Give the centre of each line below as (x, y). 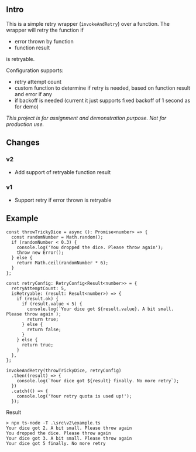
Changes (23, 143)
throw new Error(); (40, 252)
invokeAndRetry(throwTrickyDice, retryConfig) (64, 371)
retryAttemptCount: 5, (39, 288)
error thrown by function (44, 41)
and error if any (33, 94)
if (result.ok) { (38, 298)
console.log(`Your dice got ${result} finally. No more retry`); (98, 380)
